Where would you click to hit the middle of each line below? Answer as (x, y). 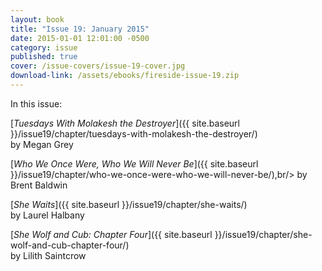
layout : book (37, 19)
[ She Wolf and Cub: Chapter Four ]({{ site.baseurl (111, 234)
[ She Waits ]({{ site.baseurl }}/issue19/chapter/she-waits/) (129, 204)
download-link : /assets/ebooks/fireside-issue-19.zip (125, 76)
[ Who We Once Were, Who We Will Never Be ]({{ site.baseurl (134, 163)
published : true (44, 57)
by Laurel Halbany (47, 215)
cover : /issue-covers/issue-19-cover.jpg (98, 66)
